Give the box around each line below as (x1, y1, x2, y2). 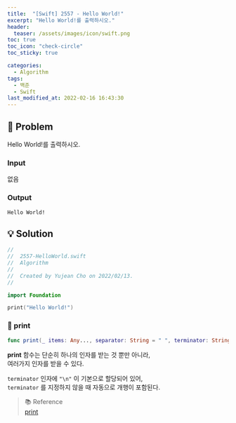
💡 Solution (7, 227, 54, 239)
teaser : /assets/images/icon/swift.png (13, 29, 131, 37)
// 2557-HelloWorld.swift (7, 253, 86, 260)
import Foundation (7, 292, 61, 299)
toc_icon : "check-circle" (7, 43, 83, 50)
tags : (7, 75, 23, 82)
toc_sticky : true (7, 50, 58, 57)
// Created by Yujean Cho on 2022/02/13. (7, 272, 133, 279)
